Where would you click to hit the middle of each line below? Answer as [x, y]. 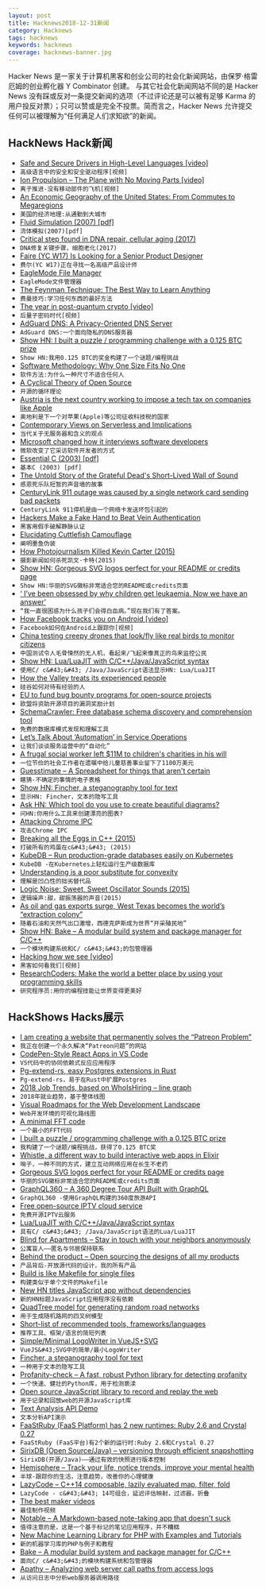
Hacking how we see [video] [66, 956]
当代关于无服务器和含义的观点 [61, 434]
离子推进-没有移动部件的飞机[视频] [69, 189]
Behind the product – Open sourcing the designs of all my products [129, 1256]
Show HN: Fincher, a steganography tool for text [99, 787]
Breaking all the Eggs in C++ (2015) [78, 838]
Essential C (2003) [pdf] [59, 458]
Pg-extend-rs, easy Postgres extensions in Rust [98, 1070]
